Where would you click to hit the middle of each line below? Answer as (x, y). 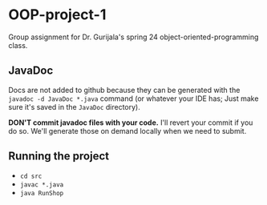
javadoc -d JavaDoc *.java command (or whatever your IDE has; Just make (133, 98)
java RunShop (42, 193)
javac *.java (42, 185)
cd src (31, 176)
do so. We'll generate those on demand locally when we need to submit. (127, 131)
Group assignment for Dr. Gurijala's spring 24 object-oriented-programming (133, 37)
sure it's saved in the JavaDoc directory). (74, 107)
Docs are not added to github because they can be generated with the (124, 90)
